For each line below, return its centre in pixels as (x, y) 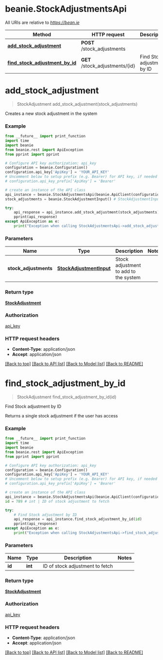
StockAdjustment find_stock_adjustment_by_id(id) (66, 397)
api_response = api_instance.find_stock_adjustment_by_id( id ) (78, 519)
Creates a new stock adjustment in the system (51, 113)
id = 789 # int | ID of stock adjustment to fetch (57, 501)
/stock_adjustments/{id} (108, 66)
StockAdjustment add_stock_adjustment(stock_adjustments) (77, 104)
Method (42, 34)
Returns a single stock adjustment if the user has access (61, 416)
